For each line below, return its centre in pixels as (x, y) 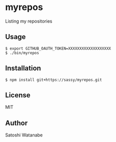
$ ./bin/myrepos (22, 53)
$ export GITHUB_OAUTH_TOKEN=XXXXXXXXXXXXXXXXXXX (58, 48)
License (18, 95)
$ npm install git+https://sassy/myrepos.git (53, 80)
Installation (23, 68)
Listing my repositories (29, 21)
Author (16, 123)
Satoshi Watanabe (24, 135)
